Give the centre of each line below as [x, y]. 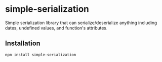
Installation [23, 44]
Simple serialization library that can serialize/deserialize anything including [81, 23]
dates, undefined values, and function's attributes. [56, 28]
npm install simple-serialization [41, 55]
